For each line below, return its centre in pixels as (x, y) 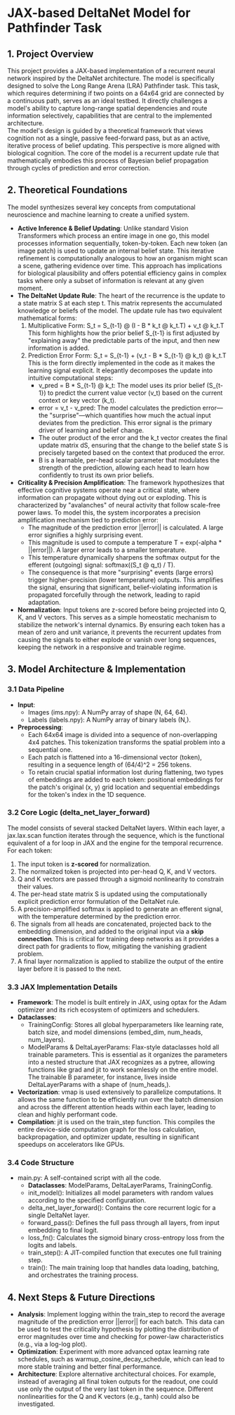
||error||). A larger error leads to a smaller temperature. (107, 550)
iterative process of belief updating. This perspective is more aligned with (114, 145)
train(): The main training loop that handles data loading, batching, (123, 1268)
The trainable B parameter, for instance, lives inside (102, 1077)
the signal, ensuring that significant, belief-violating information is (123, 587)
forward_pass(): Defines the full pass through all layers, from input (123, 1223)
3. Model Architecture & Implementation (96, 669)
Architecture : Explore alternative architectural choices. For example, (116, 1374)
